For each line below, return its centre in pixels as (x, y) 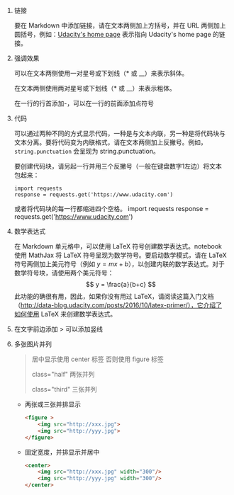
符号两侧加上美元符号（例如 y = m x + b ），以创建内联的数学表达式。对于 (119, 264)
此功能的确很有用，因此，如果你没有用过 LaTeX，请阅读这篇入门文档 (114, 296)
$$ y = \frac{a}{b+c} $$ (121, 284)
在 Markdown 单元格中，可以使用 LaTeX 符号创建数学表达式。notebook (118, 246)
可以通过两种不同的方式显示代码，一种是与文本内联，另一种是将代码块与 (119, 133)
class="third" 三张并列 (64, 389)
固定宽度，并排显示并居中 (62, 452)
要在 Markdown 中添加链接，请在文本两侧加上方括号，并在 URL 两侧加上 (120, 25)
